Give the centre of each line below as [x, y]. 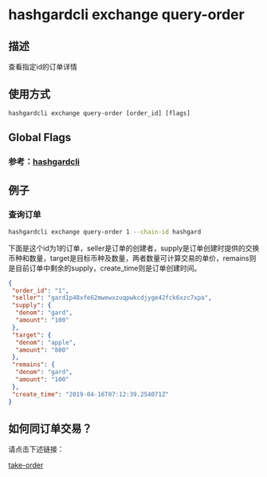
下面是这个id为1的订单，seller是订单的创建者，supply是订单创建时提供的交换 [134, 248]
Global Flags [40, 138]
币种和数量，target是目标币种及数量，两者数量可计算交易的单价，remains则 [132, 258]
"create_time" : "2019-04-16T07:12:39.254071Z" [90, 394]
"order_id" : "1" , [40, 290]
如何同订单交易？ [50, 428]
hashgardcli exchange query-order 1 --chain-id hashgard [105, 232]
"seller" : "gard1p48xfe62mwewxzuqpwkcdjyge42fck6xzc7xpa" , [112, 298]
